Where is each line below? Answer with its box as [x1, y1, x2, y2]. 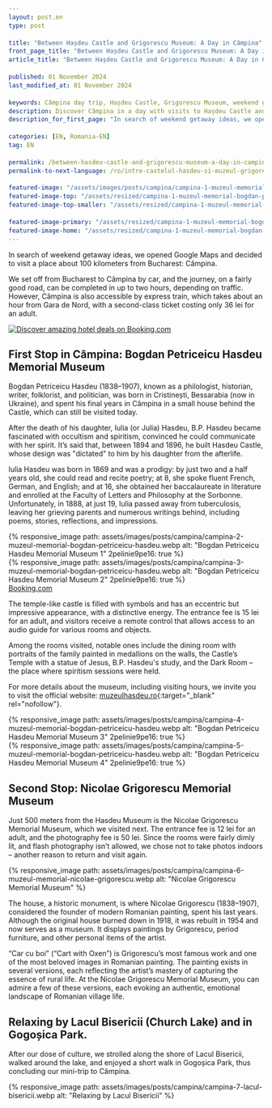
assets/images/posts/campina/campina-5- [101, 741, 244, 750]
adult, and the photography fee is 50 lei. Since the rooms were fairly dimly [8, 833, 255, 843]
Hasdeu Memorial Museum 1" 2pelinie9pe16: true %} [8, 549, 185, 558]
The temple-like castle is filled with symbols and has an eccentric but [8, 599, 240, 609]
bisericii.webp [8, 1090, 55, 1100]
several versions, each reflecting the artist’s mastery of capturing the [8, 966, 239, 975]
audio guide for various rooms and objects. [8, 625, 152, 635]
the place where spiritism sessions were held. [8, 666, 161, 676]
